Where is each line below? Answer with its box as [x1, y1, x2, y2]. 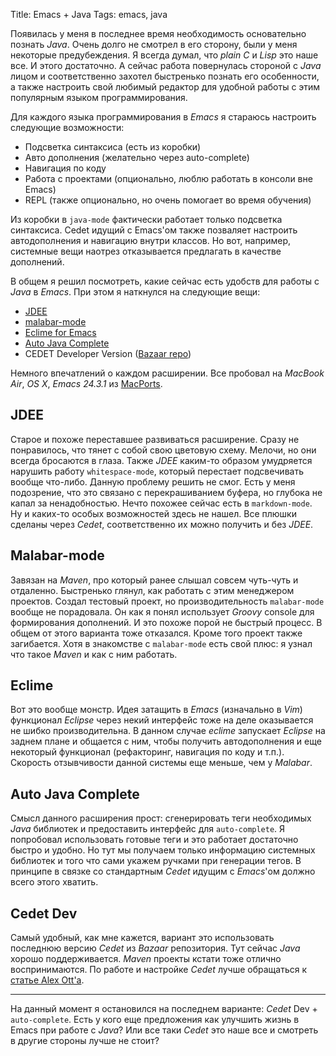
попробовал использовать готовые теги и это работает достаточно [10, 834, 299, 846]
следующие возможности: [10, 122, 125, 133]
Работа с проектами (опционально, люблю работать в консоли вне [24, 173, 313, 184]
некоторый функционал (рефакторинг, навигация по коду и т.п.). [10, 746, 285, 758]
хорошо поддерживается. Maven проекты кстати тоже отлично [10, 953, 282, 965]
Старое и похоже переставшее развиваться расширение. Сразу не [10, 433, 300, 445]
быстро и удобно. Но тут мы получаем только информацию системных [10, 844, 316, 856]
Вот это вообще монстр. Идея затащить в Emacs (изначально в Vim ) [10, 704, 303, 716]
